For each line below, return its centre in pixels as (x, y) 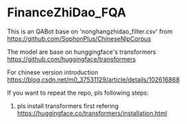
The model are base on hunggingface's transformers (82, 52)
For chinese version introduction (53, 72)
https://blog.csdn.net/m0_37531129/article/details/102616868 (93, 79)
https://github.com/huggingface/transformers (72, 59)
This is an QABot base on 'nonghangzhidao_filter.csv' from (90, 31)
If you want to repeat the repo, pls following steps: (78, 93)
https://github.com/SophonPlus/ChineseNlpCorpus (79, 38)
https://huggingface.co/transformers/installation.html (92, 113)
